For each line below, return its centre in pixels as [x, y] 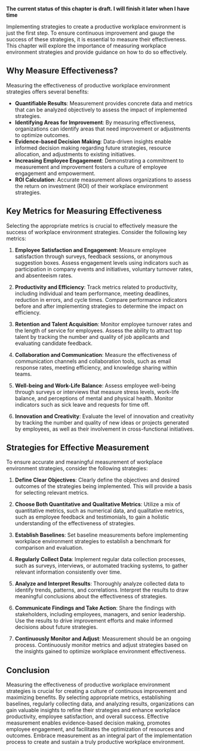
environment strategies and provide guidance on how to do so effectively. [97, 52]
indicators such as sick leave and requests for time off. [82, 404]
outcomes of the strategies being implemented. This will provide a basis [103, 486]
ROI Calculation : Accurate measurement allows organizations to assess [103, 180]
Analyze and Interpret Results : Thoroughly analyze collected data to [100, 584]
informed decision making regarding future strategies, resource [93, 148]
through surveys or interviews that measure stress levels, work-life [97, 392]
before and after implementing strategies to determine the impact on [99, 306]
